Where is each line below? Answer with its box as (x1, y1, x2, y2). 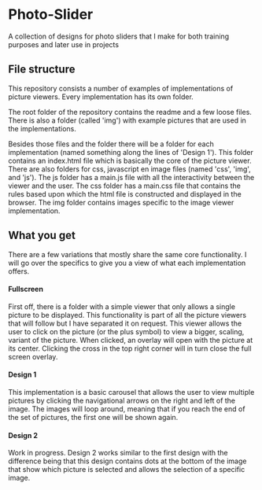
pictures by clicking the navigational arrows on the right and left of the (8, 396, 236, 405)
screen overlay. (8, 352, 58, 361)
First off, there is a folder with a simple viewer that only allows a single (8, 301, 236, 311)
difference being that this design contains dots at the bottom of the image (8, 456, 247, 466)
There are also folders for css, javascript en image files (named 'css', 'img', (8, 164, 252, 174)
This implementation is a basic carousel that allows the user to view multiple (8, 387, 255, 396)
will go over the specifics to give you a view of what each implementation (8, 258, 246, 267)
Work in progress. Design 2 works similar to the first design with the (8, 448, 228, 458)
